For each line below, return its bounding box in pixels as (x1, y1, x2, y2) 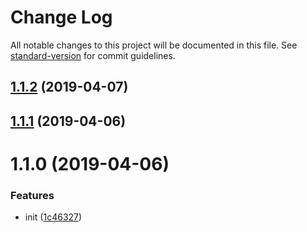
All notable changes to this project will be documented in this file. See (10, 39, 298, 51)
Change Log (10, 6, 113, 29)
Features (10, 188, 55, 202)
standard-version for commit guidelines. (10, 49, 176, 61)
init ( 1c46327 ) (24, 211, 83, 223)
